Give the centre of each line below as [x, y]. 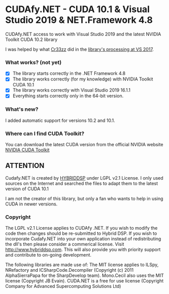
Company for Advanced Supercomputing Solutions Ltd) [63, 286]
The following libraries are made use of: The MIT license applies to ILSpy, [82, 265]
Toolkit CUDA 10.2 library [31, 39]
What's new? [22, 109]
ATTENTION [25, 166]
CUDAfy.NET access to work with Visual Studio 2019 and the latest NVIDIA [83, 34]
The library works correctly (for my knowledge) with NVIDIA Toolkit [83, 79]
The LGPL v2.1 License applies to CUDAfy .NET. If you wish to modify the [81, 228]
